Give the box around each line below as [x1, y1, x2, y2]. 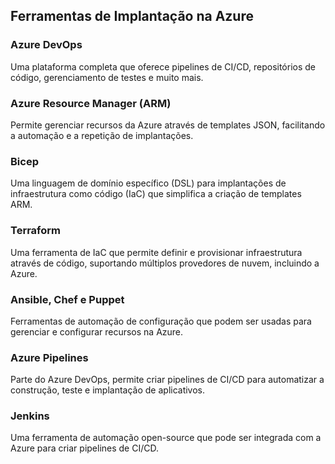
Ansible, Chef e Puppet [10, 292, 125, 306]
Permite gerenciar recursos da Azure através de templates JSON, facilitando [10, 119, 326, 131]
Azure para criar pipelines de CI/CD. [10, 442, 160, 454]
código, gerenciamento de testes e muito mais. [10, 71, 204, 83]
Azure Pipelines [10, 350, 89, 364]
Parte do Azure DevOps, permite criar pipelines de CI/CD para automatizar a [10, 374, 325, 386]
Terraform [10, 224, 62, 238]
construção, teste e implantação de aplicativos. [10, 384, 206, 396]
